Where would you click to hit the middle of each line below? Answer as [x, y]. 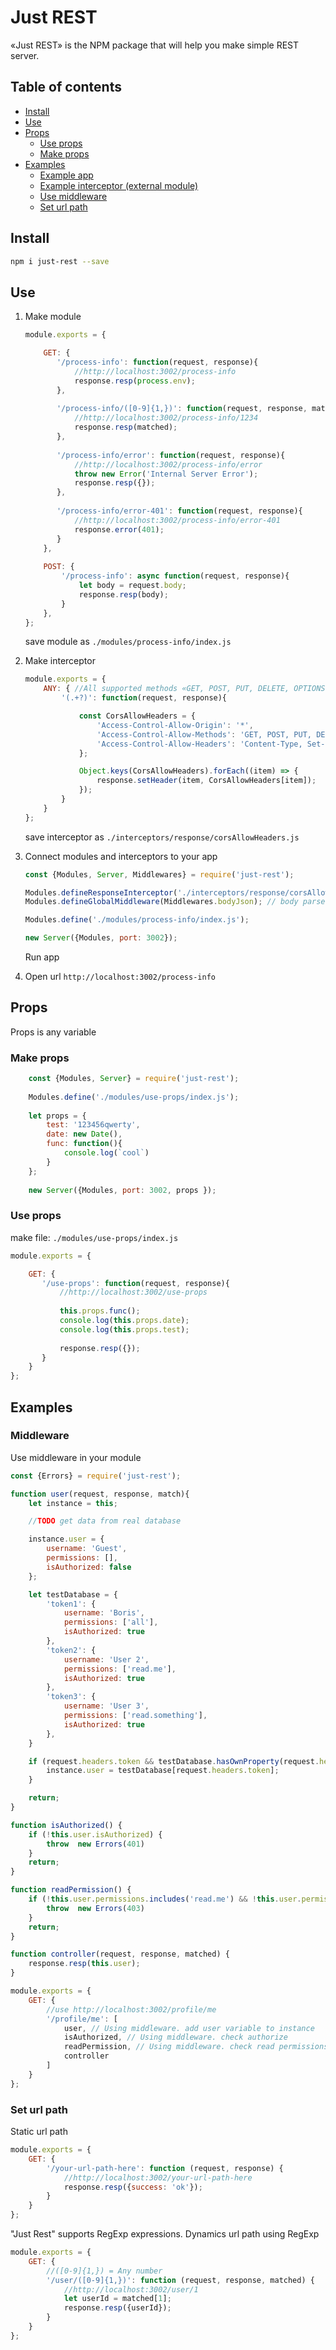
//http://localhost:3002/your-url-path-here [158, 2177]
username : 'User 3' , [106, 1706]
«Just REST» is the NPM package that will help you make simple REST [155, 45]
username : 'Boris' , [104, 1613]
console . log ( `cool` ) [106, 1153]
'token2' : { [71, 1650]
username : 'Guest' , [87, 1549]
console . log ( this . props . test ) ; [124, 1329]
